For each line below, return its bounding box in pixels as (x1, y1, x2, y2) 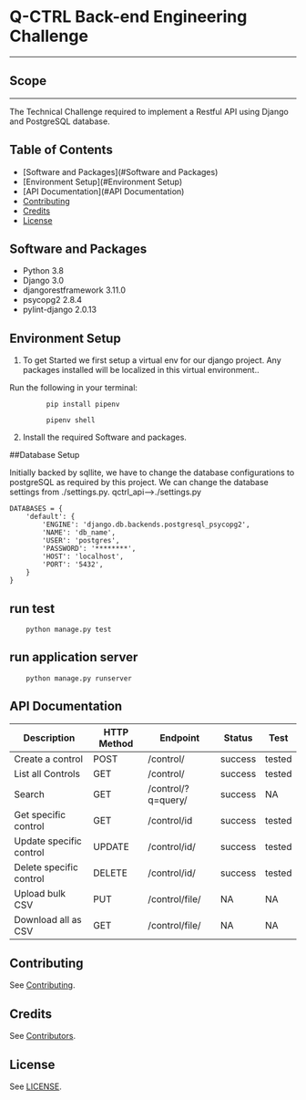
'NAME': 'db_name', (42, 528, 117, 537)
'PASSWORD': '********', (42, 545, 137, 554)
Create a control (14, 752, 84, 765)
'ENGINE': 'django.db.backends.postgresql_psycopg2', (42, 520, 250, 530)
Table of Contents (9, 142, 114, 158)
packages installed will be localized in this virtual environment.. (22, 365, 260, 376)
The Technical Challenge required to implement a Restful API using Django (9, 106, 289, 117)
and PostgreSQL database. (9, 116, 111, 127)
